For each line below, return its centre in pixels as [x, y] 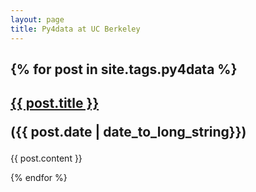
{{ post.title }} [55, 103]
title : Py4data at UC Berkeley [75, 29]
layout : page [37, 19]
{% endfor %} [39, 178]
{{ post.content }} [46, 158]
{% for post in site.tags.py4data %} [124, 69]
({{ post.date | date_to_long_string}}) [128, 132]
